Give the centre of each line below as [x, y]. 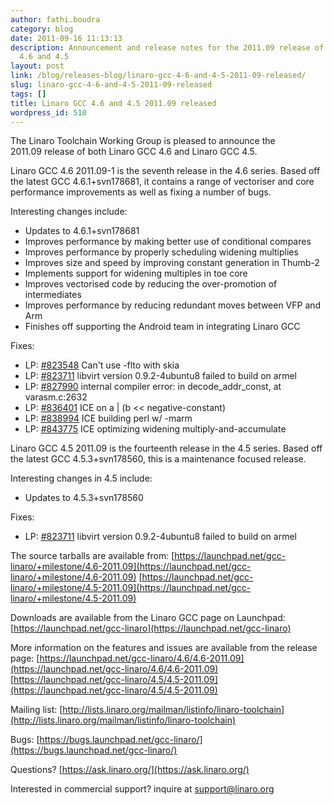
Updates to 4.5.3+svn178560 [84, 498]
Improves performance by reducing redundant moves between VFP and [173, 305]
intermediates [53, 295]
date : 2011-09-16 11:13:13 [66, 38]
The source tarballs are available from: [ [92, 556]
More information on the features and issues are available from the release [164, 648]
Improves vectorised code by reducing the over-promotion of [151, 284]
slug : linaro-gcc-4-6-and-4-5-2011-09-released [111, 85]
